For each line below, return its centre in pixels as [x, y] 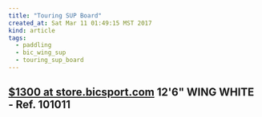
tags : [17, 38]
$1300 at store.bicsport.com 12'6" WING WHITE [131, 92]
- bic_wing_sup [41, 53]
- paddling [34, 45]
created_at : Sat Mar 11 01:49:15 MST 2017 [80, 23]
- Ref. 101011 [39, 105]
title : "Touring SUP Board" [55, 16]
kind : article [32, 30]
